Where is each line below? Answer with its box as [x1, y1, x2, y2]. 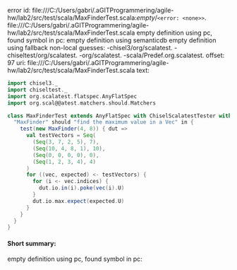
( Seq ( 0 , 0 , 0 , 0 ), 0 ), [32, 151, 99, 158]
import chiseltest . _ [7, 86, 68, 93]
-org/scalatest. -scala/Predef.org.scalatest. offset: [78, 51, 225, 59]
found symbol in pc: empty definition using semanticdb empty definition [7, 36, 217, 45]
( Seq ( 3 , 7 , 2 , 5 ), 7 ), [32, 139, 99, 146]
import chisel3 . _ [7, 80, 59, 87]
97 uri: [7, 59, 26, 66]
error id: [7, 6, 31, 14]
